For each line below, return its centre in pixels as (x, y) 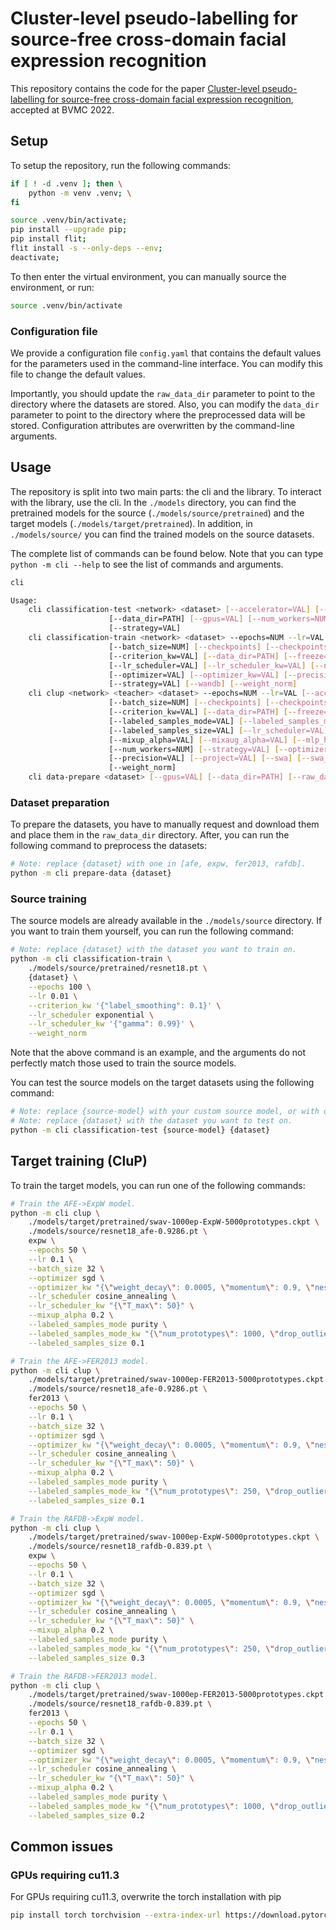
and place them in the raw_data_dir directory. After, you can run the (150, 835)
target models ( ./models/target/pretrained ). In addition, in (131, 523)
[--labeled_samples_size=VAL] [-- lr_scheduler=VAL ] (218, 730)
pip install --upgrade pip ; (69, 230)
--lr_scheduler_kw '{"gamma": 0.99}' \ (111, 1024)
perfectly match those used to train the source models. (123, 1063)
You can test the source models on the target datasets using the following (162, 1083)
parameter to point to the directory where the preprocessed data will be (158, 414)
